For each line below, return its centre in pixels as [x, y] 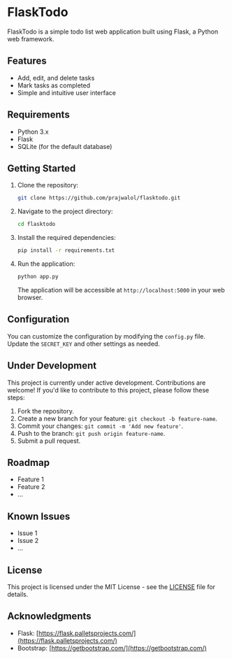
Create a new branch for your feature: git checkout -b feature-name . [117, 418]
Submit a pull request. [49, 441]
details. [18, 594]
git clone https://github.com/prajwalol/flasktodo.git [99, 198]
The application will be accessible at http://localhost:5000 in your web [121, 290]
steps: [16, 397]
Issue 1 [27, 533]
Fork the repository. [46, 411]
